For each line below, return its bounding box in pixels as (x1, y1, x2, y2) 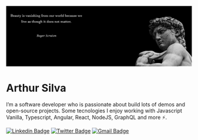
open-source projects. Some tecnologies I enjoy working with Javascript (6, 107, 183, 114)
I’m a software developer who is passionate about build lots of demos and (6, 101, 186, 108)
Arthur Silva (6, 82, 67, 95)
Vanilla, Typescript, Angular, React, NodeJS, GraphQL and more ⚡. (6, 114, 167, 121)
